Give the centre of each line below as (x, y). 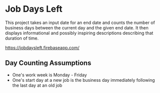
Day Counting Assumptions (48, 63)
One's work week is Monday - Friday (49, 75)
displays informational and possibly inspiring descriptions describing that (79, 33)
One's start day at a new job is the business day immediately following (83, 80)
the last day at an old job (37, 85)
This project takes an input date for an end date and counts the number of (80, 23)
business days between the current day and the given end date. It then (77, 27)
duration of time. (22, 38)
